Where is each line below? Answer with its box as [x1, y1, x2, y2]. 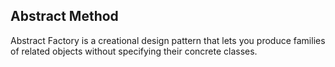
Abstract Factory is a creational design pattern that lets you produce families [10, 34, 326, 46]
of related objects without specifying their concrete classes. [10, 45, 258, 57]
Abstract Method [10, 8, 119, 25]
